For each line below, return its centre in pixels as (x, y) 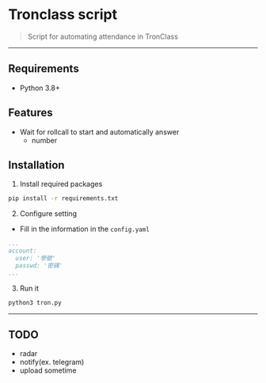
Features (30, 113)
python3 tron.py (35, 302)
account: (23, 251)
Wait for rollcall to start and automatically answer (99, 131)
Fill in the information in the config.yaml (85, 229)
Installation (36, 165)
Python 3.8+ (40, 88)
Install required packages (61, 184)
